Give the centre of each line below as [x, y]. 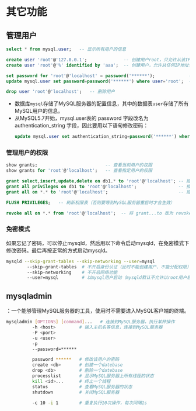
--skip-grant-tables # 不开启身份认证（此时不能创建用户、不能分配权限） [109, 267]
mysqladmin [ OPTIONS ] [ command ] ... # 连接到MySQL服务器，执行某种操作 [90, 322]
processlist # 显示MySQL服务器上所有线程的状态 [93, 376]
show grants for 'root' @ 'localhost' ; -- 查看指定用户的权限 [79, 171]
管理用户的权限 [27, 153]
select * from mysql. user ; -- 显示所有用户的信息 [66, 49]
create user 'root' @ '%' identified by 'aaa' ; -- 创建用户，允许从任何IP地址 [97, 65]
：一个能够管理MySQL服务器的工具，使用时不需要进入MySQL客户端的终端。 [98, 311]
